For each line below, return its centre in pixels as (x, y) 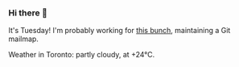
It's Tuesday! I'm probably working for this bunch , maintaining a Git (119, 31)
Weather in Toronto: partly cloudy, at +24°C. (82, 55)
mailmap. (23, 39)
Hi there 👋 (28, 13)
